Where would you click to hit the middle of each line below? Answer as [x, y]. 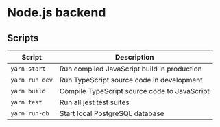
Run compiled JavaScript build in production [131, 69]
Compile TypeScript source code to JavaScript [135, 91]
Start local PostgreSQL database [112, 113]
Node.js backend [57, 13]
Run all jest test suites [94, 102]
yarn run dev [32, 80]
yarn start [28, 69]
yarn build [28, 91]
